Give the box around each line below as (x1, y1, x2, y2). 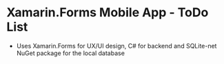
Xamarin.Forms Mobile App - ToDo (6, 5, 209, 20)
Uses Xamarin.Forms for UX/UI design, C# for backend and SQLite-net (16, 42, 217, 50)
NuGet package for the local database (16, 49, 125, 57)
